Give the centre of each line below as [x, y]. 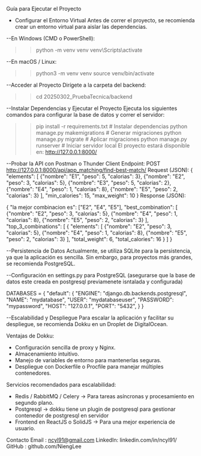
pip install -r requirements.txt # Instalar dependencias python [112, 126]
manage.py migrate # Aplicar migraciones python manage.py [111, 139]
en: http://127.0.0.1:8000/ [66, 152]
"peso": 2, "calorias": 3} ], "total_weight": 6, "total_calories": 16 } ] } [89, 239]
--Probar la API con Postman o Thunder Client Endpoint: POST [83, 164]
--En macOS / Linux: [31, 62]
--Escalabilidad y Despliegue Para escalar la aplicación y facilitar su [90, 318]
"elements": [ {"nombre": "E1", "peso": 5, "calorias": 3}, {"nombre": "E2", [96, 176]
